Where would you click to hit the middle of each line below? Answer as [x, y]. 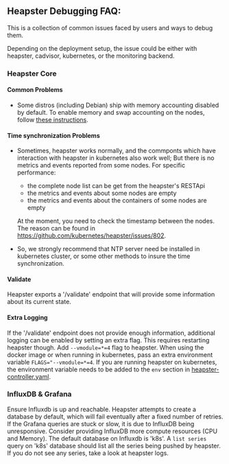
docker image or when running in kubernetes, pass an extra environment [110, 355]
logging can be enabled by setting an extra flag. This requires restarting [108, 340]
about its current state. [39, 302]
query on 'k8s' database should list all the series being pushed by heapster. [114, 445]
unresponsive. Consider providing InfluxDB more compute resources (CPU [112, 431]
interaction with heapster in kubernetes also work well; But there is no [116, 158]
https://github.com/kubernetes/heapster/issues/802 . [92, 235]
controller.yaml [28, 376]
